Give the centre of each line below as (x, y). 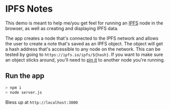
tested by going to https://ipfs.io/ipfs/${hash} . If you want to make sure (84, 54)
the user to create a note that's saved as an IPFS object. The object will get (84, 43)
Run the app (25, 76)
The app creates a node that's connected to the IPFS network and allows (82, 38)
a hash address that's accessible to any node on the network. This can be (83, 49)
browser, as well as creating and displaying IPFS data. (62, 28)
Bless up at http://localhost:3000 (42, 102)
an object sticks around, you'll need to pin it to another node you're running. (85, 60)
